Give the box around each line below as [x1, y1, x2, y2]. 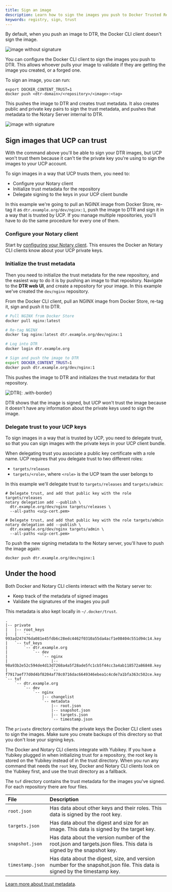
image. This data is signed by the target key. [49, 825, 156, 833]
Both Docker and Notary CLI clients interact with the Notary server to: [5, 583, 152, 589]
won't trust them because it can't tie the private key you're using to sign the [5, 155, 165, 161]
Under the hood [5, 569, 56, 578]
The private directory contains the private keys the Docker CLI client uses [5, 726, 162, 732]
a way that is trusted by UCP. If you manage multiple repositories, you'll [5, 212, 156, 218]
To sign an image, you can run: [5, 77, 71, 83]
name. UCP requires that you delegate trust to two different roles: [5, 455, 143, 461]
